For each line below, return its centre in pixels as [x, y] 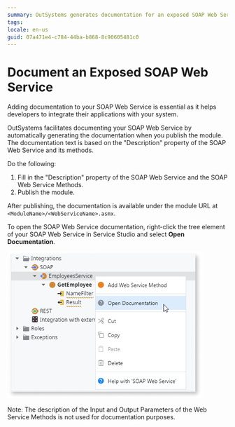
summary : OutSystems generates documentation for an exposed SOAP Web [112, 15]
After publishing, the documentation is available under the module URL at [113, 206]
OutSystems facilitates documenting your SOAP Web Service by [100, 128]
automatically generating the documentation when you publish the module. [115, 135]
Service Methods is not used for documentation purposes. [91, 417]
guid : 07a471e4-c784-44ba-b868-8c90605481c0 [73, 37]
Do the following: [32, 164]
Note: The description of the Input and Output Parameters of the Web [107, 409]
